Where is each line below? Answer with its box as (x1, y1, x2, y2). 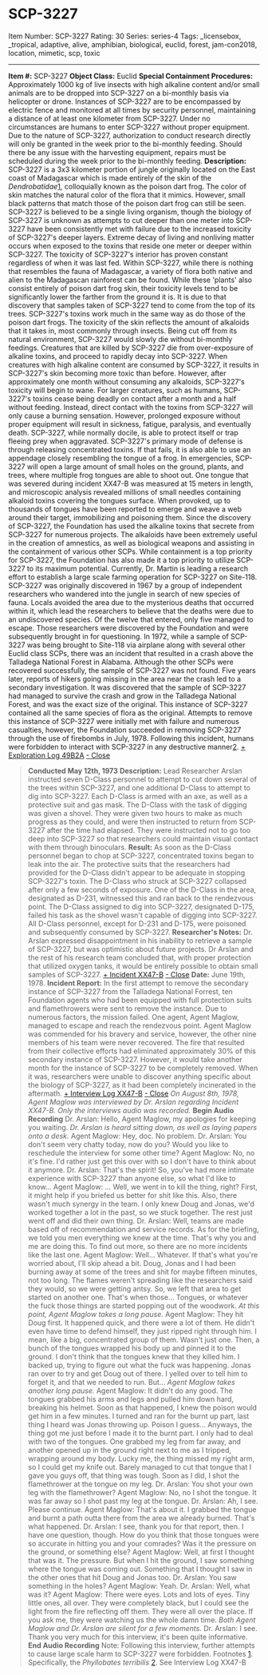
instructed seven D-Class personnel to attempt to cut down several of (27, 774, 258, 784)
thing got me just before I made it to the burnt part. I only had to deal (27, 1428, 254, 1438)
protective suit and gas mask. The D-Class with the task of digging (27, 800, 247, 810)
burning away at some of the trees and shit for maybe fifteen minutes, (27, 1267, 258, 1276)
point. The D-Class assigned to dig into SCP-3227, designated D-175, (27, 901, 255, 911)
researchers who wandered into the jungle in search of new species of (8, 589, 241, 599)
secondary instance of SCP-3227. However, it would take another (27, 1054, 243, 1064)
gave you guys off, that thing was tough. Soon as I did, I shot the (27, 1470, 239, 1480)
